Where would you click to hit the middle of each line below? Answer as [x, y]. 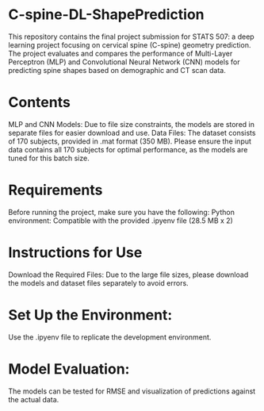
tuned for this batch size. [49, 158]
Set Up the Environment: [90, 315]
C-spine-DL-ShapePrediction [106, 15]
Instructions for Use [75, 252]
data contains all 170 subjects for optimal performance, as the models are [128, 149]
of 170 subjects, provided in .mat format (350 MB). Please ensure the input [130, 141]
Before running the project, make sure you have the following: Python [122, 212]
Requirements [55, 190]
